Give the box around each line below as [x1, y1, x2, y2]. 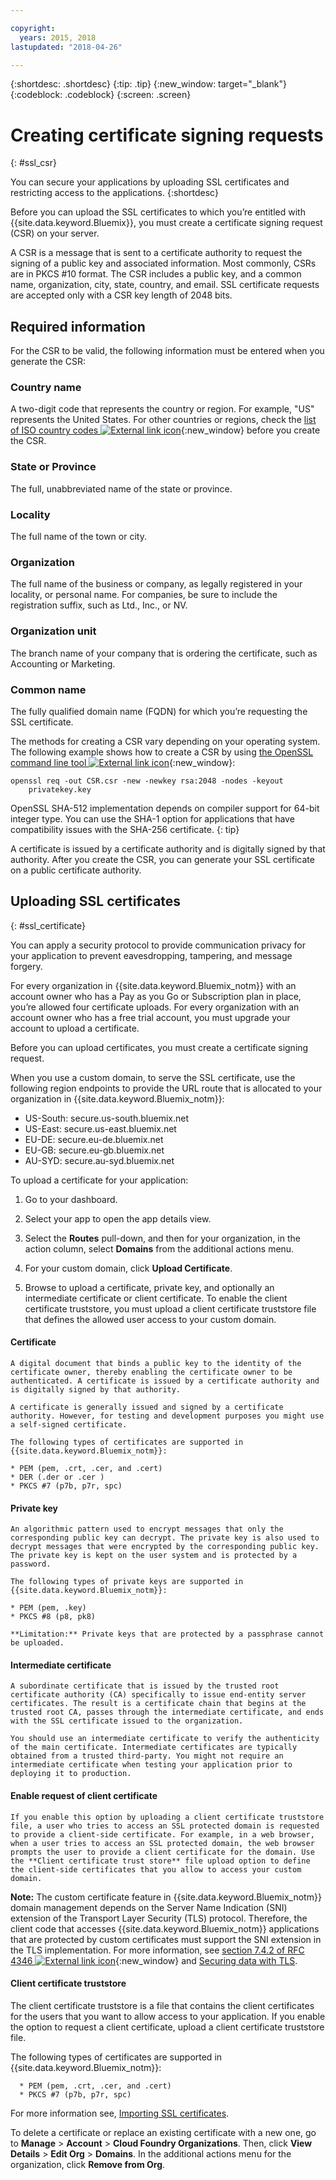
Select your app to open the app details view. [24, 1212, 212, 1225]
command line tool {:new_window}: [10, 756, 236, 768]
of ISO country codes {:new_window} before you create [10, 424, 321, 436]
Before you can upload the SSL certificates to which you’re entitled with [10, 206, 306, 218]
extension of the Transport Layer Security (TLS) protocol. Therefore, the [10, 1912, 308, 1924]
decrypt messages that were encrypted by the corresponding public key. [10, 1542, 320, 1552]
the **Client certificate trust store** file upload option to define [10, 1856, 311, 1866]
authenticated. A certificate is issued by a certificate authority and [10, 1376, 320, 1386]
